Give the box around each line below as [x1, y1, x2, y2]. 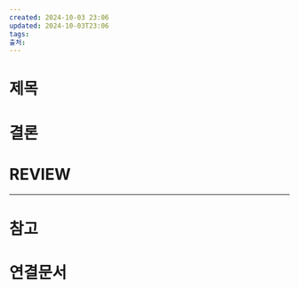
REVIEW [9, 164, 71, 184]
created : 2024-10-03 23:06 [9, 12, 109, 22]
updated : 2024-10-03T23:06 [9, 21, 109, 30]
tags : [9, 29, 29, 38]
